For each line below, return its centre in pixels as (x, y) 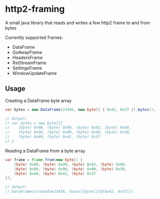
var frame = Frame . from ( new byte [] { (44, 160)
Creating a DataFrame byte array (38, 100)
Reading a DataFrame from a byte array (45, 151)
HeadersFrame (27, 57)
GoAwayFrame (27, 52)
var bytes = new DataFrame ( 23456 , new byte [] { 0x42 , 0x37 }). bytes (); (80, 109)
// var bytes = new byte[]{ (34, 123)
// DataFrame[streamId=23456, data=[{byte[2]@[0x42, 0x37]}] (69, 192)
